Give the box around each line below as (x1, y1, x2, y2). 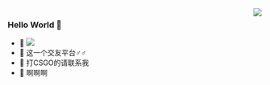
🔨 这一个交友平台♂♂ (19, 48, 86, 58)
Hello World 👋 (7, 19, 62, 30)
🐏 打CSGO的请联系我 (19, 58, 89, 67)
